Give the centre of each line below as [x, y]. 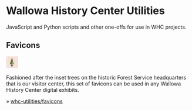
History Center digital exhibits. [43, 90]
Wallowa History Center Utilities [86, 11]
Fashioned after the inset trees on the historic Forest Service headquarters [96, 77]
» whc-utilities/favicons [34, 101]
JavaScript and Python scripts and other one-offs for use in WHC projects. [96, 27]
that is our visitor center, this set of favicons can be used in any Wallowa [94, 84]
